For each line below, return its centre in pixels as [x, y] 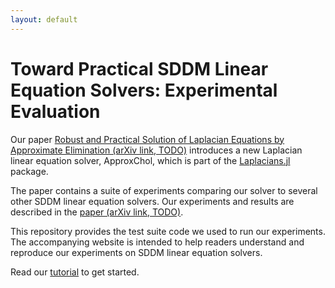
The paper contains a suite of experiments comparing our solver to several [164, 190]
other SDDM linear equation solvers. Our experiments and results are [152, 201]
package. [29, 171]
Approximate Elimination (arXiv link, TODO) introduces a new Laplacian [156, 150]
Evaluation [55, 111]
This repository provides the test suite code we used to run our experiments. [168, 231]
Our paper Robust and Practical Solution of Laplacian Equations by [147, 139]
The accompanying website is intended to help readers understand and [157, 242]
